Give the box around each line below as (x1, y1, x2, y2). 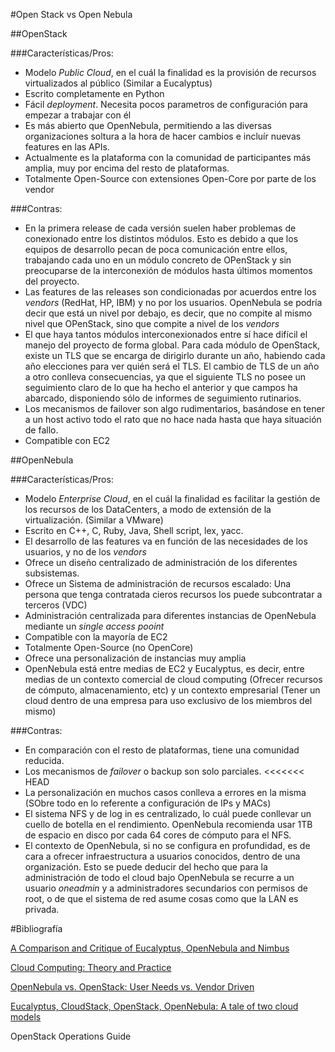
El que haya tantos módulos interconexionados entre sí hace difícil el (24, 329, 308, 340)
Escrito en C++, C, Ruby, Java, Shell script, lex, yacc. (24, 525, 244, 536)
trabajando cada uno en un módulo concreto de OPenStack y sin (24, 254, 292, 266)
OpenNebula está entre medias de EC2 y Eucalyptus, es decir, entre (24, 663, 305, 674)
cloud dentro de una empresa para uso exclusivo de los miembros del (24, 695, 313, 706)
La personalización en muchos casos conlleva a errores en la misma (24, 787, 307, 798)
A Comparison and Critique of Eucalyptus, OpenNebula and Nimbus (10, 942, 290, 954)
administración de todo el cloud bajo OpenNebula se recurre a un (24, 872, 295, 883)
